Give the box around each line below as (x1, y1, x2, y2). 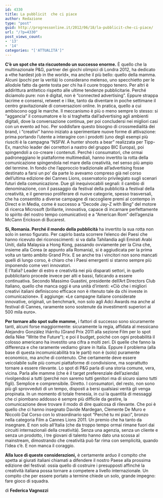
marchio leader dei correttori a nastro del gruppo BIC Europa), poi (12, 144, 145, 150)
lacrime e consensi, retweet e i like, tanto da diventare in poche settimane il (5, 97, 156, 103)
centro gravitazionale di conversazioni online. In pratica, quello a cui (5, 103, 142, 109)
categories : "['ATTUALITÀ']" (5, 48, 64, 53)
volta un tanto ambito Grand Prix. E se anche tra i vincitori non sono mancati (5, 252, 158, 258)
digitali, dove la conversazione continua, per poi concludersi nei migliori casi (5, 118, 158, 124)
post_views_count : (5, 35, 42, 39)
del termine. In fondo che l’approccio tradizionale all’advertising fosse (5, 165, 145, 171)
